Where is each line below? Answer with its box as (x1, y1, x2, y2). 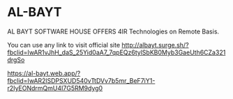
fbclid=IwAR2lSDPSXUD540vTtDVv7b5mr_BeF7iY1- (7, 76, 156, 84)
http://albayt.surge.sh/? (121, 40, 190, 49)
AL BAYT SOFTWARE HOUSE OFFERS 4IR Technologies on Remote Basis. (7, 27, 220, 36)
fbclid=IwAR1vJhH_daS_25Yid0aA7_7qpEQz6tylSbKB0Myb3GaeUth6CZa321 (7, 48, 226, 56)
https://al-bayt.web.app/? (7, 69, 81, 77)
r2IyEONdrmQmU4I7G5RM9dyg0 (7, 84, 103, 92)
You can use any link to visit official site (7, 40, 121, 49)
